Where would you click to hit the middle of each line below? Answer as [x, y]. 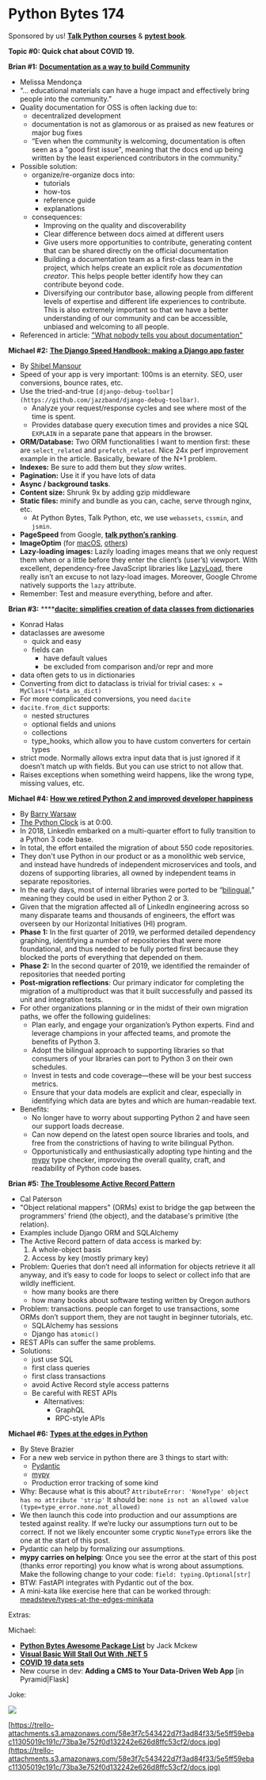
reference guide [70, 200]
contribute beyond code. [84, 284]
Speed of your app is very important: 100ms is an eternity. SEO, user [131, 374]
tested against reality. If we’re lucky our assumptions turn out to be [129, 1523]
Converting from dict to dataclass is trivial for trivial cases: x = [121, 683]
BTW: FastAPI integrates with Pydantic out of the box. [107, 1582]
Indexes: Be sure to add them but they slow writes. [103, 467]
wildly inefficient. [47, 1283]
